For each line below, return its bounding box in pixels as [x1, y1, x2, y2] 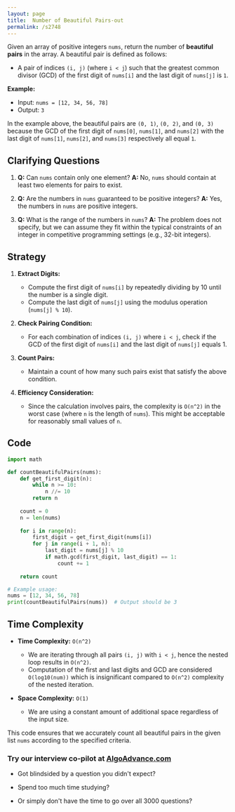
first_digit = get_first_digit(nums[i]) [32, 534, 152, 541]
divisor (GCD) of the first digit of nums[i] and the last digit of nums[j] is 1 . [17, 71, 229, 79]
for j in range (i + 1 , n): [32, 540, 112, 548]
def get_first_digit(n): [20, 475, 93, 482]
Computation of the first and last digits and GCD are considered [27, 665, 213, 674]
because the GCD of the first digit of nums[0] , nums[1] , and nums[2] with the [7, 127, 224, 136]
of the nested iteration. [27, 681, 94, 688]
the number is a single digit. [27, 291, 109, 299]
